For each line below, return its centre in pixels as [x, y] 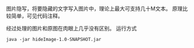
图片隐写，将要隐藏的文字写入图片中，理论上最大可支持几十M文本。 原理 [94, 8]
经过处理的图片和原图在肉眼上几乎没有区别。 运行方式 [71, 28]
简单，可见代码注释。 [37, 16]
